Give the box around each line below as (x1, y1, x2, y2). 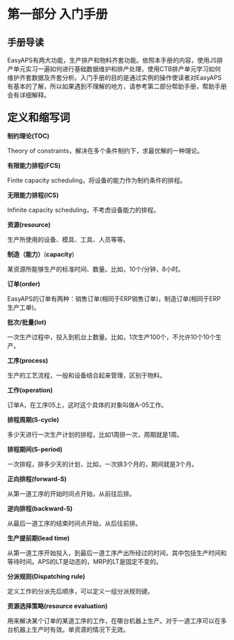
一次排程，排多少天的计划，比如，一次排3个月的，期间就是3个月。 (7, 460, 198, 469)
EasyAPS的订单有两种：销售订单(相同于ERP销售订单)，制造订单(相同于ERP (7, 295, 221, 303)
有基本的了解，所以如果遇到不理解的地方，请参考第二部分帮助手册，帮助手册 (7, 82, 227, 91)
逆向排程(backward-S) (7, 504, 73, 513)
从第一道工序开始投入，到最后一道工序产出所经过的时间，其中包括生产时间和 (7, 549, 227, 557)
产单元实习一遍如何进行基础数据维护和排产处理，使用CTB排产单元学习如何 (7, 65, 221, 73)
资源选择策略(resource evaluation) (7, 602, 108, 610)
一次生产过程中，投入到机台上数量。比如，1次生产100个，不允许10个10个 (7, 333, 216, 341)
